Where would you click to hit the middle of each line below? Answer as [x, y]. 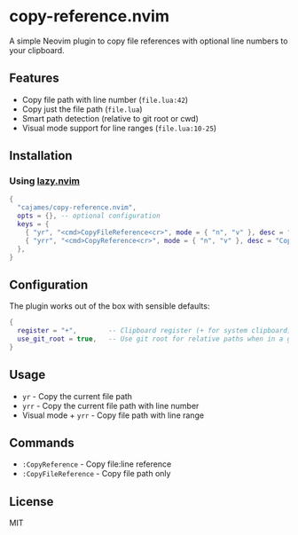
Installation [41, 156]
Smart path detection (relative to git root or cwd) [110, 118]
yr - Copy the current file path [77, 396]
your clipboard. [37, 50]
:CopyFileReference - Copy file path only [96, 474]
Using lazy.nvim [45, 181]
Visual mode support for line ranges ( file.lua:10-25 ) [119, 128]
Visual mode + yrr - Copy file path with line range [113, 415]
